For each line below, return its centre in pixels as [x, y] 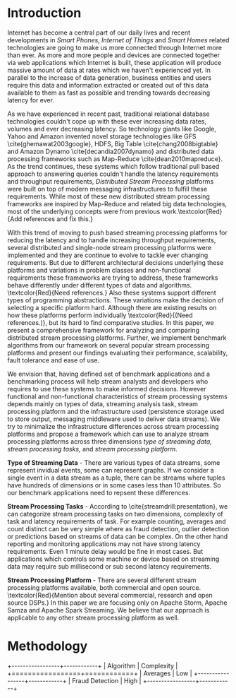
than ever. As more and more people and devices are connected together [114, 55]
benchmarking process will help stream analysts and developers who [108, 381]
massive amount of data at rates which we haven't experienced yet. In [109, 70]
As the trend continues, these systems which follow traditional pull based [113, 166]
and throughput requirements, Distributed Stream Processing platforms [111, 181]
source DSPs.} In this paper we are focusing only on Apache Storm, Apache [117, 603]
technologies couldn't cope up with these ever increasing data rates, [107, 121]
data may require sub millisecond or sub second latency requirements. [110, 566]
